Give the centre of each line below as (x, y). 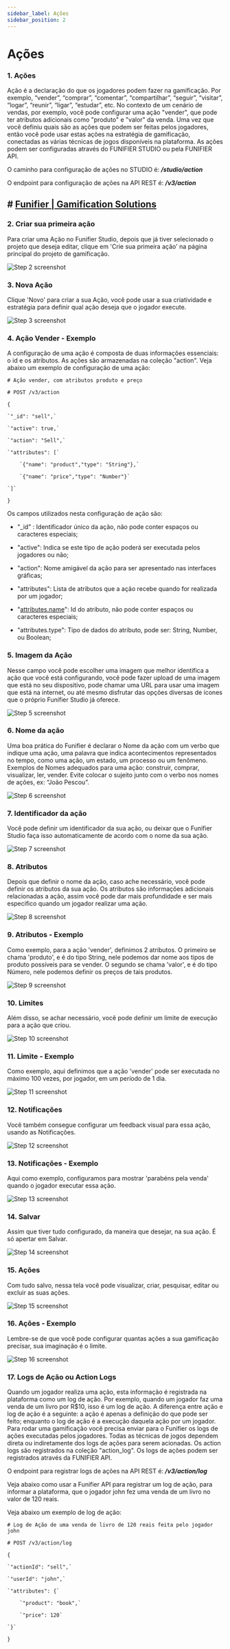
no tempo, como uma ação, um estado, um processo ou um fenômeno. (107, 760)
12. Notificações (35, 1110)
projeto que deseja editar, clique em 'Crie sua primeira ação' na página (107, 246)
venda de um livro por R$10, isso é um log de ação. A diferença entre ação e (115, 1407)
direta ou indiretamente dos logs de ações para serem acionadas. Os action (114, 1443)
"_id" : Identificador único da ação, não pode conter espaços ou (108, 527)
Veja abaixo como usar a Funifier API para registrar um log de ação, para (110, 1485)
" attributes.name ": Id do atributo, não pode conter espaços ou (105, 610)
